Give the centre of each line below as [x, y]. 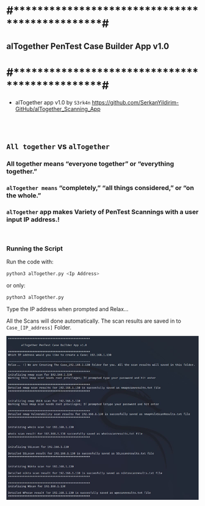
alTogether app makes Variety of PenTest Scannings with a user [103, 211]
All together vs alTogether [58, 146]
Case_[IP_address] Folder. [39, 328]
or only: [16, 285]
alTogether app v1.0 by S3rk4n [53, 102]
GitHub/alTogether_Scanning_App [58, 109]
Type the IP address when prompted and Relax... [67, 309]
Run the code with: [30, 262]
